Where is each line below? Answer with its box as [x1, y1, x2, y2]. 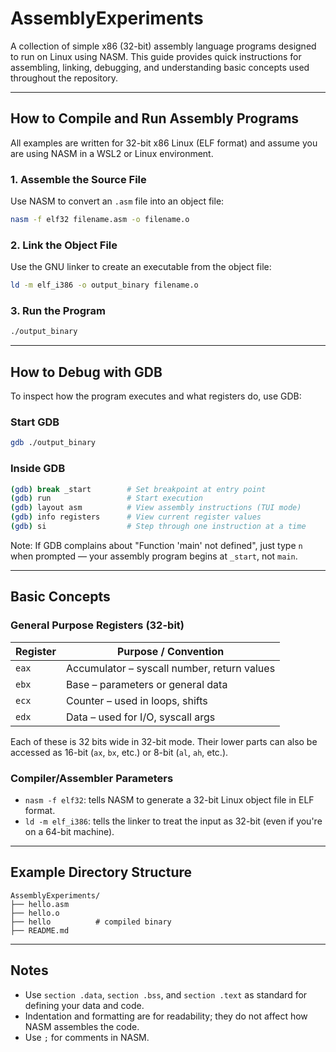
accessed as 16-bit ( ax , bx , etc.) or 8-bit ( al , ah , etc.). [10, 746, 229, 758]
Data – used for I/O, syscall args [66, 710, 216, 724]
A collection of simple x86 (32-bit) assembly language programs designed [10, 40, 317, 52]
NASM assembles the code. [24, 1020, 140, 1032]
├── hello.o [10, 908, 60, 918]
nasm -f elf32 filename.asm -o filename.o [10, 215, 190, 225]
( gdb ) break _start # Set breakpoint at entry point [10, 484, 267, 494]
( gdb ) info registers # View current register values [10, 512, 262, 522]
